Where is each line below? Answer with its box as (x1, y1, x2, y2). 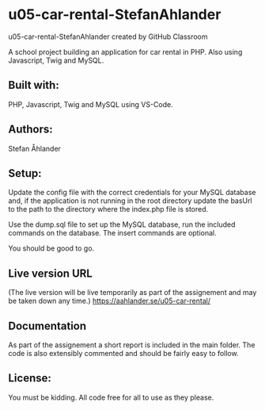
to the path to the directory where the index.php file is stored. (8, 205, 209, 214)
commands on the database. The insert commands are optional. (8, 228, 218, 238)
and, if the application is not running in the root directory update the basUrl (8, 196, 252, 205)
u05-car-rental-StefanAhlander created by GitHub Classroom (8, 32, 208, 41)
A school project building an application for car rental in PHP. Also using (8, 47, 243, 56)
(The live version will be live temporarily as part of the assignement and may (8, 288, 257, 297)
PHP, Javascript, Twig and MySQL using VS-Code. (8, 99, 173, 109)
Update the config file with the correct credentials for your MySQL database (8, 188, 256, 197)
